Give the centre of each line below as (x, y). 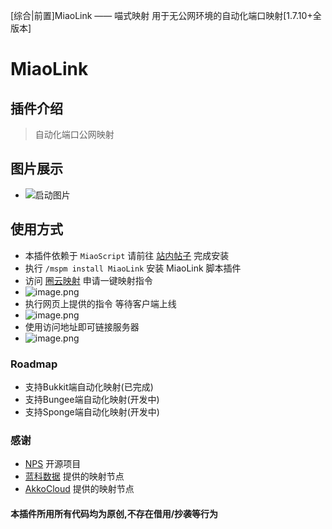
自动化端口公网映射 (74, 134)
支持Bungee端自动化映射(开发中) (92, 399)
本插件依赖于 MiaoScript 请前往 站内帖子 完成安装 (127, 255)
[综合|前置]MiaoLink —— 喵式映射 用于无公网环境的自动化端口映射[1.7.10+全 (166, 15)
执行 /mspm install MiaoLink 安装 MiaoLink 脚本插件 (133, 268)
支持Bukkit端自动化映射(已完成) (89, 386)
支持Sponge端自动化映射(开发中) (92, 411)
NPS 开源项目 (53, 464)
